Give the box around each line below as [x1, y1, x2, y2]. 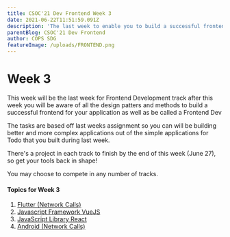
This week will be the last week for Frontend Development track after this [7, 94, 214, 102]
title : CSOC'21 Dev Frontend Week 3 [7, 10, 112, 17]
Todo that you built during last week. [7, 136, 110, 144]
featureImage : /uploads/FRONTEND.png [7, 42, 115, 48]
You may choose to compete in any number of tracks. [7, 169, 159, 178]
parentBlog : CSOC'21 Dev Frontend [7, 29, 106, 36]
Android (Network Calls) [16, 223, 86, 231]
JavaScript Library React [16, 215, 87, 223]
